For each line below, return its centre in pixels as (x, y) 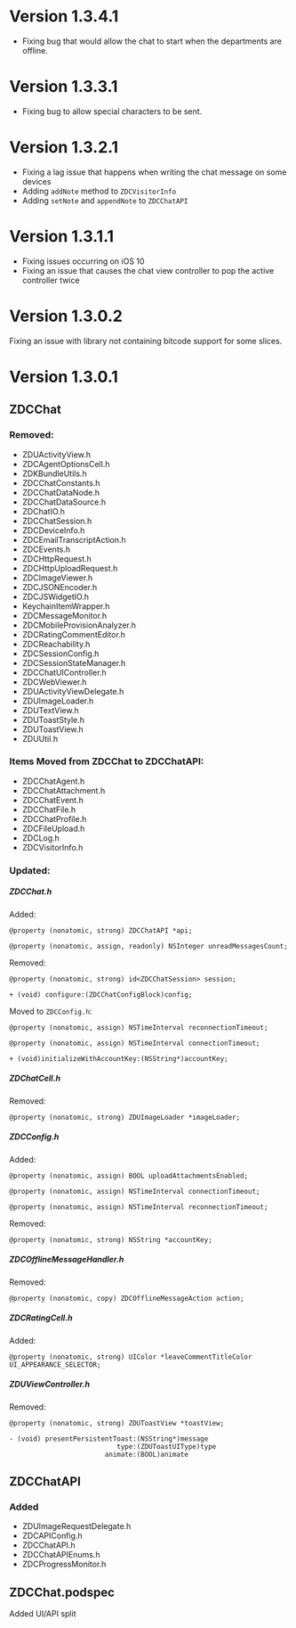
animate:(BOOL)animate (147, 1454)
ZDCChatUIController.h (64, 672)
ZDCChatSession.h (57, 521)
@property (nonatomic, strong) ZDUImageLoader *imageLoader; (125, 1117)
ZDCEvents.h (46, 549)
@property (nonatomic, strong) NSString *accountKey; (111, 1240)
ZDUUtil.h (40, 738)
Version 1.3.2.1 (64, 148)
